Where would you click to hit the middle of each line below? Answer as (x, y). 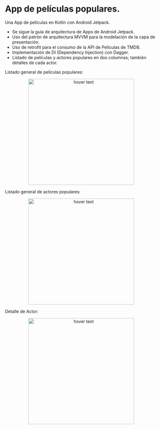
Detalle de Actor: (22, 311)
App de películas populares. (62, 9)
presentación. (26, 42)
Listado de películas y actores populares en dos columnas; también (79, 57)
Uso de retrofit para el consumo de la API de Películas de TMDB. (76, 47)
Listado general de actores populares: (43, 191)
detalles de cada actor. (35, 63)
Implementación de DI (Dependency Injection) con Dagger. (71, 52)
